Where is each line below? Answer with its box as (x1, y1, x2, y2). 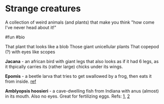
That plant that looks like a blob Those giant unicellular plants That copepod (5, 43, 159, 49)
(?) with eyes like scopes (5, 49, 56, 55)
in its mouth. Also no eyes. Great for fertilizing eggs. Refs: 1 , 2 (5, 93, 130, 99)
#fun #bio (5, 34, 25, 40)
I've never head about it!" (5, 24, 57, 30)
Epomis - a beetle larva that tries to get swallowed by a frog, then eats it (5, 73, 152, 79)
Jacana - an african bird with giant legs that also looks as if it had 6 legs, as (5, 58, 159, 64)
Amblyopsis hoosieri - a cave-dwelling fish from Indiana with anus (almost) (5, 88, 159, 94)
